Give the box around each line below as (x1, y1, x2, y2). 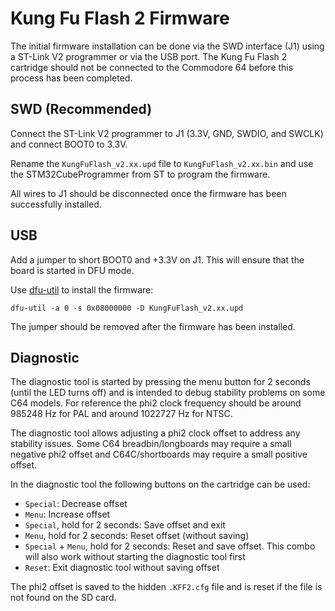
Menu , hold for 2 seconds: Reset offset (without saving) (24, 530, 250, 542)
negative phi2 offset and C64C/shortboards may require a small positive (10, 448, 308, 461)
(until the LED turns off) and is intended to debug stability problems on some (10, 387, 326, 399)
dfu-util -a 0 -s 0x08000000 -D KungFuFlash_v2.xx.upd (10, 303, 244, 313)
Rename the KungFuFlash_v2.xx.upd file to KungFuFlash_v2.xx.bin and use (10, 157, 314, 169)
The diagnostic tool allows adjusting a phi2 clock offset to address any (10, 427, 301, 439)
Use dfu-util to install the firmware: (10, 283, 154, 296)
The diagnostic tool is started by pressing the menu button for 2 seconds (10, 376, 311, 388)
